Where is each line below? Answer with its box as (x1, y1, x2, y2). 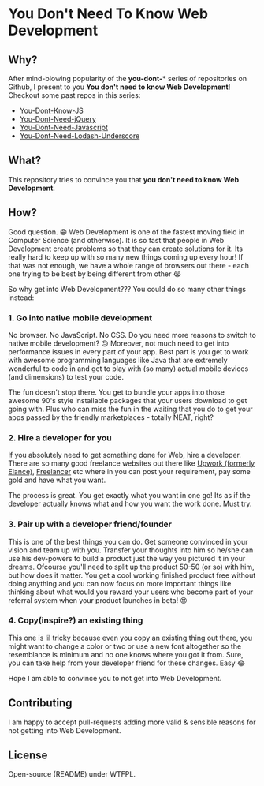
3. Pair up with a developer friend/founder (8, 518, 172, 530)
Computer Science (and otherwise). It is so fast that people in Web (8, 235, 225, 245)
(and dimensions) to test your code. (8, 372, 125, 381)
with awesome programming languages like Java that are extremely (8, 355, 228, 365)
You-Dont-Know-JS (19, 106, 84, 115)
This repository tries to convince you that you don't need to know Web (8, 174, 239, 184)
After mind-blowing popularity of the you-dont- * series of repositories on (8, 74, 247, 83)
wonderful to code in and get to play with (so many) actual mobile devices (8, 364, 249, 373)
